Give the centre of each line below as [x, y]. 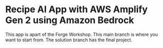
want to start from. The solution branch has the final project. [69, 40]
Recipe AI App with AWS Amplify [76, 9]
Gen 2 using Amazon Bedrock [70, 20]
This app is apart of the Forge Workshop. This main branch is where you [81, 34]
